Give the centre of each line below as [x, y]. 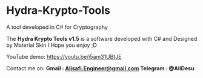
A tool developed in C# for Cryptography [57, 27]
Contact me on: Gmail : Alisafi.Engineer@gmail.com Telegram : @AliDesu [101, 68]
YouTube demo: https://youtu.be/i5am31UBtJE [64, 56]
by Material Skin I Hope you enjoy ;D [52, 45]
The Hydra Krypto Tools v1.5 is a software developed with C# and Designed [102, 38]
